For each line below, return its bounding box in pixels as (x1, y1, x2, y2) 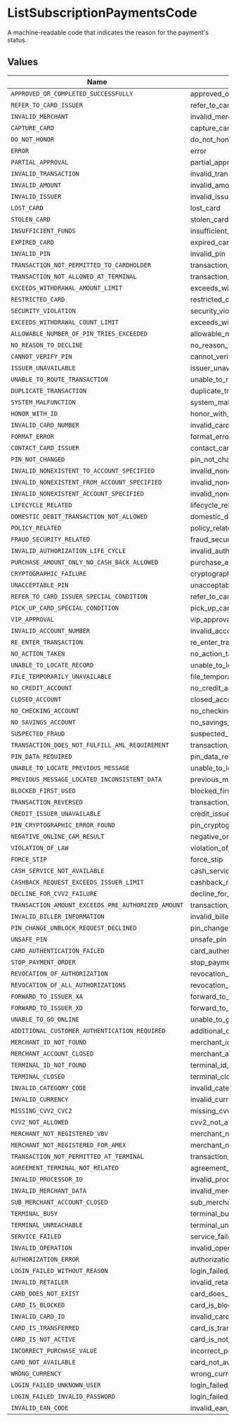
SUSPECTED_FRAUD (11, 729, 65, 738)
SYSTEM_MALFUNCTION (11, 398, 76, 406)
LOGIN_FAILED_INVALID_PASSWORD (11, 1392, 116, 1400)
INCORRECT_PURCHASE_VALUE (11, 1347, 98, 1354)
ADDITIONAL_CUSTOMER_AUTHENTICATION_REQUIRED (11, 1027, 166, 1035)
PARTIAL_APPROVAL (11, 158, 69, 166)
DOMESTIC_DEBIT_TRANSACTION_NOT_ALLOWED (11, 512, 147, 520)
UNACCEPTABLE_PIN (11, 581, 69, 589)
